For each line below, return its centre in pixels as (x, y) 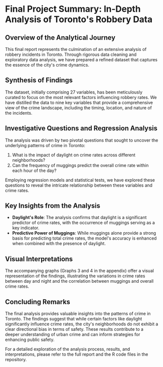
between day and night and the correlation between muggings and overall (79, 281)
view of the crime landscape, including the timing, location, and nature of (79, 108)
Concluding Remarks (38, 302)
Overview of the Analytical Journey (60, 37)
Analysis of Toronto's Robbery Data (79, 19)
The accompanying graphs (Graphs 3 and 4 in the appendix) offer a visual (80, 271)
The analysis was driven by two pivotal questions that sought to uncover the (82, 140)
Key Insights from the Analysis (53, 206)
